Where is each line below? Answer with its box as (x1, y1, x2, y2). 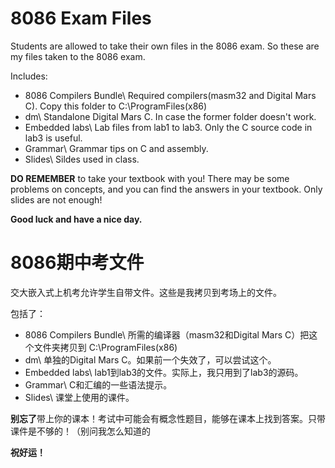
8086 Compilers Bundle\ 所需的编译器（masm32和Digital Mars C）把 (24, 328, 310, 341)
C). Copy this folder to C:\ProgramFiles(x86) (24, 100, 208, 112)
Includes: (10, 70, 48, 82)
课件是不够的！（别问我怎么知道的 (10, 425, 151, 437)
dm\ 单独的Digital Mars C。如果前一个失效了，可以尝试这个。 (24, 353, 277, 366)
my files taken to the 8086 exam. (10, 50, 146, 62)
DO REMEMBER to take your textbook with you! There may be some (10, 172, 290, 184)
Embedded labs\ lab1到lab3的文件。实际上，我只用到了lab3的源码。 (24, 366, 304, 378)
